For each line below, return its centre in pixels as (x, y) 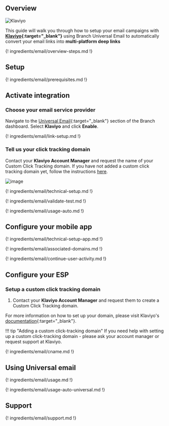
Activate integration (38, 95)
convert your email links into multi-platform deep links (63, 41)
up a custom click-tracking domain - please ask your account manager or (82, 336)
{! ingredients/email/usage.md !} (39, 380)
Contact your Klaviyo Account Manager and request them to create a (86, 300)
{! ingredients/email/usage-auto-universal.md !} (55, 389)
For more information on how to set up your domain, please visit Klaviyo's (82, 316)
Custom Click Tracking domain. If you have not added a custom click (77, 166)
